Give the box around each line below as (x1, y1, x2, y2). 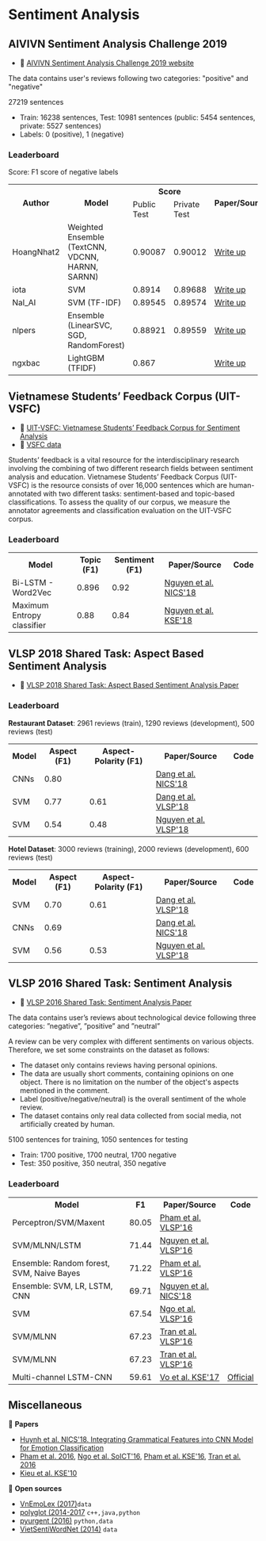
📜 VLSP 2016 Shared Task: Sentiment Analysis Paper (19, 998, 192, 1007)
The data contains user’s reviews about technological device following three (8, 1013, 256, 1022)
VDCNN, (67, 251, 99, 263)
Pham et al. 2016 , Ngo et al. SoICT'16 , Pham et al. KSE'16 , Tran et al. (19, 1451, 241, 1461)
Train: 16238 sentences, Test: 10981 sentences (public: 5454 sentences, (19, 113, 256, 122)
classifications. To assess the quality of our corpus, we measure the (8, 497, 230, 507)
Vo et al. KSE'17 (159, 1371, 220, 1382)
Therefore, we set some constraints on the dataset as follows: (8, 1045, 210, 1055)
